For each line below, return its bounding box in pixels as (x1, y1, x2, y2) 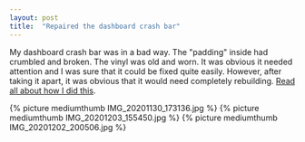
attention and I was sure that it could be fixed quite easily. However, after (9, 65, 282, 77)
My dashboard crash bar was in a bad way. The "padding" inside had (9, 46, 269, 57)
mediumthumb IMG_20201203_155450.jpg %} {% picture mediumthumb (9, 112, 279, 123)
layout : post (9, 13, 59, 23)
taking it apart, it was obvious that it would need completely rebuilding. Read (9, 75, 296, 86)
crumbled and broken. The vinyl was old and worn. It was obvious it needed (9, 56, 293, 67)
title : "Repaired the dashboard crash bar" (9, 22, 181, 31)
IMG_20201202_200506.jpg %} (9, 121, 127, 132)
